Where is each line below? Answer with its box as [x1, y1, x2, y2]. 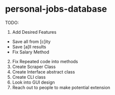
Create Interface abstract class [12, 69, 75, 74]
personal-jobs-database [5, 3, 107, 15]
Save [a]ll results [12, 44, 47, 49]
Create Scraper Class [12, 64, 56, 70]
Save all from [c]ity [12, 38, 51, 45]
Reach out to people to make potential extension [12, 84, 111, 90]
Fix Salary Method [12, 49, 50, 55]
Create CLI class [12, 74, 46, 80]
